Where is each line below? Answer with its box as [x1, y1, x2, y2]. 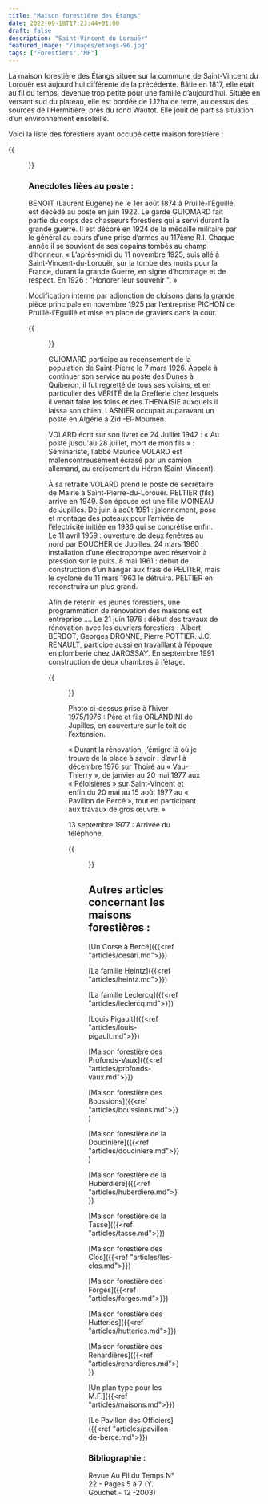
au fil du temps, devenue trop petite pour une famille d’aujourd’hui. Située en [8, 88, 261, 97]
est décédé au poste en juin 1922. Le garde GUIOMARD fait [28, 207, 224, 217]
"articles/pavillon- [112, 1424, 172, 1433]
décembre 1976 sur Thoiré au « [68, 762, 171, 771]
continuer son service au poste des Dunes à [48, 372, 194, 381]
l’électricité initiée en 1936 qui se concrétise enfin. [48, 522, 214, 532]
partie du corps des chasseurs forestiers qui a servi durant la [28, 216, 230, 226]
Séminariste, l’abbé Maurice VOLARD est [48, 447, 182, 457]
